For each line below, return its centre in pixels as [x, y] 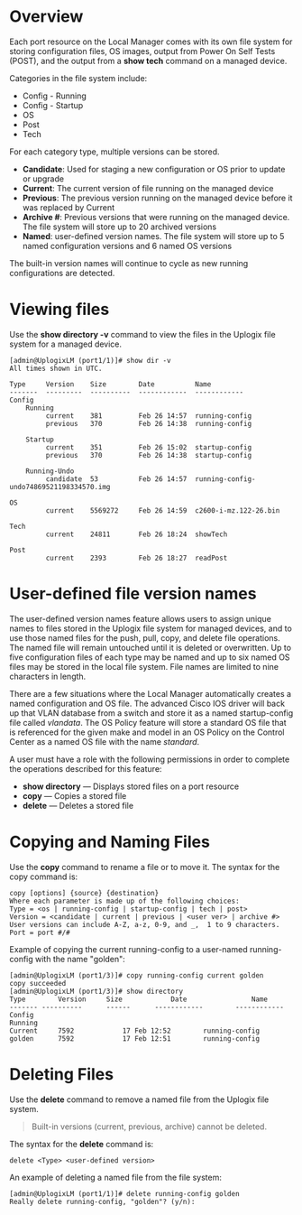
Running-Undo [50, 471]
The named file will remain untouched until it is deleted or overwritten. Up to [150, 647]
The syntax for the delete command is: [82, 1144]
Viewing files [59, 310]
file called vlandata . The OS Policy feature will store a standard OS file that [148, 722]
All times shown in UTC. [56, 368]
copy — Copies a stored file [74, 795]
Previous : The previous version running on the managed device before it [157, 198]
